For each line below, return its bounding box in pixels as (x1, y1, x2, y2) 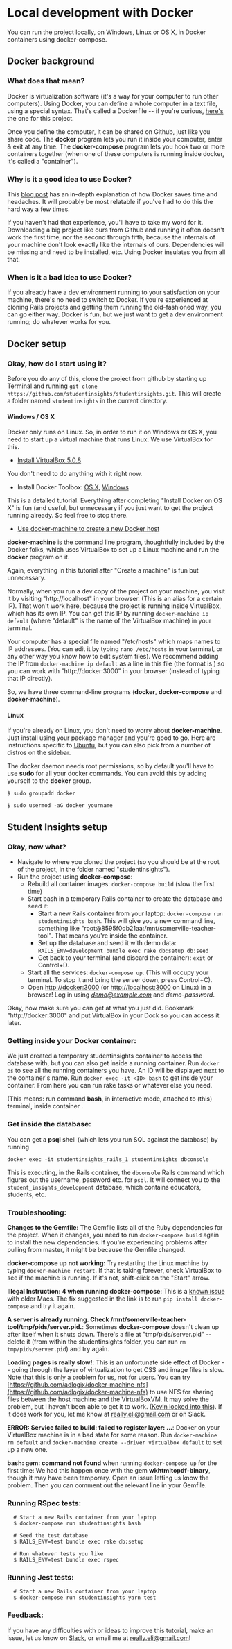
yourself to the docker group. (7, 777, 91, 785)
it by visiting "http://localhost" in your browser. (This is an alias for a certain (7, 595, 222, 603)
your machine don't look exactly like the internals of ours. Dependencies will (7, 240, 225, 248)
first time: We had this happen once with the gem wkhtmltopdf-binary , (7, 1466, 211, 1474)
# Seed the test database (13, 1532, 89, 1539)
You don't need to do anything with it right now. (7, 470, 143, 478)
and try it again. (30, 1301, 75, 1310)
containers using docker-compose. (7, 35, 107, 43)
